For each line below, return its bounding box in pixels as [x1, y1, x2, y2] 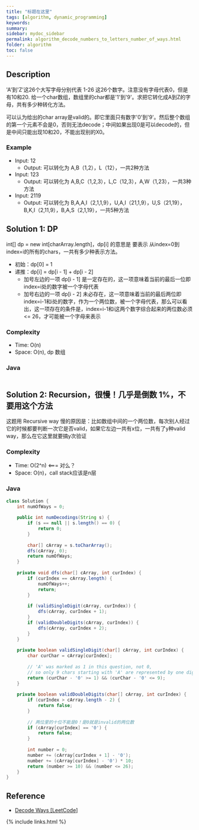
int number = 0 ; [27, 747, 68, 753]
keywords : [6, 20, 31, 26]
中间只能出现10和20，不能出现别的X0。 [11, 128, 108, 136]
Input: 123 [14, 171, 40, 178]
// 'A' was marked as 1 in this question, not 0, [27, 664, 152, 669]
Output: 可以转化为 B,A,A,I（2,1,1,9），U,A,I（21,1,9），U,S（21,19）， [23, 199, 185, 206]
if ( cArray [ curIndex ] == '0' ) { [27, 725, 108, 731]
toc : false [6, 48, 33, 54]
